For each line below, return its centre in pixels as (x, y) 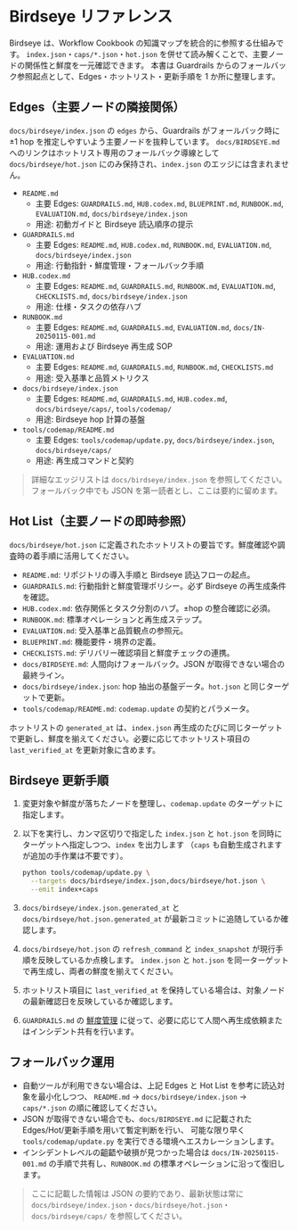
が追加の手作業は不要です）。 (75, 856)
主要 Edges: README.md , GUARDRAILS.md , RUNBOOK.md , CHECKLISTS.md (154, 367)
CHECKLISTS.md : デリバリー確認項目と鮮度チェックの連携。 (128, 652)
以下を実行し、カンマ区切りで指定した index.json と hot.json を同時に (152, 834)
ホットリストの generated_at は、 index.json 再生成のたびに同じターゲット (146, 727)
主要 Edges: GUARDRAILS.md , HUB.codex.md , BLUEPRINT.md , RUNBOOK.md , (160, 203)
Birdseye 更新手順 (59, 780)
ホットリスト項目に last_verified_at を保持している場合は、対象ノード (153, 990)
